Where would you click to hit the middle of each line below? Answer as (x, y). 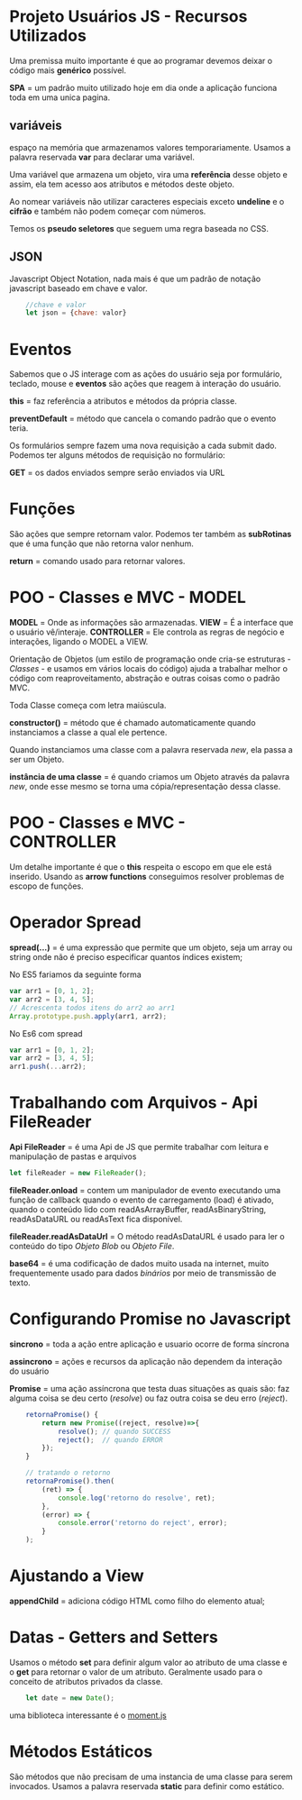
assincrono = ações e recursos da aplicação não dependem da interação (146, 1361)
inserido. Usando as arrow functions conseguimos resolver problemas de (147, 877)
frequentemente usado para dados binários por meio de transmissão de (143, 1273)
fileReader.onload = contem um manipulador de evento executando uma (145, 1190)
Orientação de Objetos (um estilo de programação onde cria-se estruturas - (150, 659)
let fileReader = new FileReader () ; (78, 1174)
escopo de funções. (46, 886)
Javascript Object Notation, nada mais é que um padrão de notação (135, 279)
